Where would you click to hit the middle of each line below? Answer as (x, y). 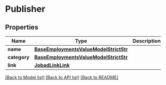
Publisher (25, 9)
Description (147, 41)
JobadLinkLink (52, 65)
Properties (22, 27)
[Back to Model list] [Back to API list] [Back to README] (62, 77)
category (19, 57)
